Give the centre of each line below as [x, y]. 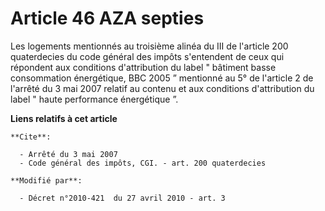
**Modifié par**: [46, 180]
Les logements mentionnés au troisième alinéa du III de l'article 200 [149, 46]
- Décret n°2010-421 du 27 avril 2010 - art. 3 [122, 198]
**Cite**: [31, 137]
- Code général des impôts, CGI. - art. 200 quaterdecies [143, 163]
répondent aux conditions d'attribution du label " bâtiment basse [143, 67]
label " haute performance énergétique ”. [94, 99]
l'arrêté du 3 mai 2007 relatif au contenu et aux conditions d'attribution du [162, 88]
